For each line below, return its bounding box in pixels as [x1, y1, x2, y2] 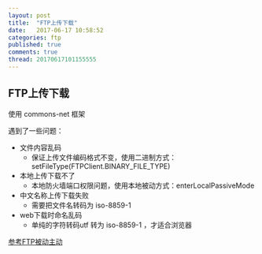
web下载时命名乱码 [19, 210, 83, 219]
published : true [8, 41, 61, 49]
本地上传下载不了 [19, 170, 76, 180]
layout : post [8, 11, 51, 20]
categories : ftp [8, 33, 61, 42]
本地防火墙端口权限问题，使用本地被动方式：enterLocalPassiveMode [31, 181, 255, 190]
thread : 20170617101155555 [8, 56, 97, 64]
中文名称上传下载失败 [19, 190, 89, 200]
